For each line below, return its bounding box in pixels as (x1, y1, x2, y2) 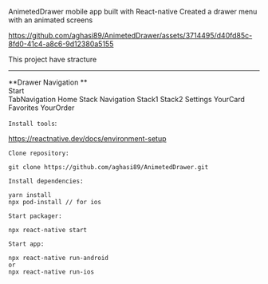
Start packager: (8, 212, 62, 220)
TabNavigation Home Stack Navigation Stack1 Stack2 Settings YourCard (8, 95, 246, 104)
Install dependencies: (8, 177, 84, 185)
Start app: (8, 240, 45, 248)
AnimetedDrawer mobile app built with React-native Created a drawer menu (8, 7, 258, 16)
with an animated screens (8, 15, 93, 25)
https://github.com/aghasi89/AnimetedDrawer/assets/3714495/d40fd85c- (8, 31, 253, 40)
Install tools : (8, 119, 57, 128)
